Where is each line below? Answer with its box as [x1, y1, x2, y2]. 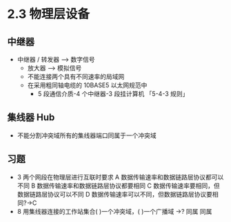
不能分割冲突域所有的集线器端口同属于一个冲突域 [17, 131, 157, 140]
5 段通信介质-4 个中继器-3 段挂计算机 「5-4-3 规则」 [37, 90, 189, 98]
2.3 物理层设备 [7, 6, 90, 22]
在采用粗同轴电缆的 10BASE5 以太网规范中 [27, 81, 148, 89]
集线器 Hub [7, 111, 55, 124]
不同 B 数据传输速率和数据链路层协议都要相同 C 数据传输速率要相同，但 [17, 181, 220, 190]
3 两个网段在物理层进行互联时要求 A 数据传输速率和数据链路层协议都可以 [17, 173, 224, 181]
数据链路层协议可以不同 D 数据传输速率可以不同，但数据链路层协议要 [17, 190, 212, 198]
